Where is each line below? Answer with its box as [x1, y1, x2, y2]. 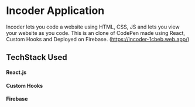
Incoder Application [6, 4, 105, 17]
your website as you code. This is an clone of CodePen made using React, [6, 29, 186, 36]
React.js [6, 69, 27, 76]
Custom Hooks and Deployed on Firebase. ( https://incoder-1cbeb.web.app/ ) [6, 35, 190, 42]
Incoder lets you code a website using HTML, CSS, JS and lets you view [6, 23, 180, 30]
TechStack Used [6, 52, 67, 62]
